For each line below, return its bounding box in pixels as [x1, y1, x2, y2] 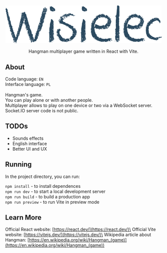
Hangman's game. [5, 91, 43, 97]
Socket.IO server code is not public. [5, 107, 79, 113]
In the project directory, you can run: [5, 173, 80, 179]
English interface [12, 140, 47, 147]
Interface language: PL [5, 81, 51, 87]
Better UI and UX [12, 146, 47, 152]
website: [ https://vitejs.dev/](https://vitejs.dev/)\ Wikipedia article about [5, 232, 152, 238]
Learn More [5, 213, 42, 222]
